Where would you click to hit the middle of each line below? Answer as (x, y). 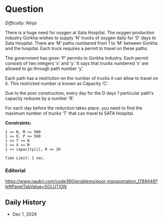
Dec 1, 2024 (24, 214)
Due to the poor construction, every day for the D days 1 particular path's (80, 93)
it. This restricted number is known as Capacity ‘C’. (57, 83)
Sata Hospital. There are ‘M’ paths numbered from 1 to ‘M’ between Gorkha (81, 43)
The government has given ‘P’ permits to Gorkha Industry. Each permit (77, 58)
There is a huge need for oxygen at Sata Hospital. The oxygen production (80, 32)
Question (24, 9)
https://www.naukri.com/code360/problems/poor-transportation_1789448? (81, 181)
